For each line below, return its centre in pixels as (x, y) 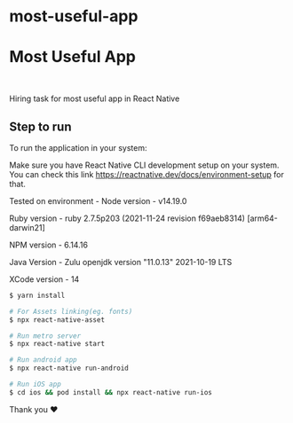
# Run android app (43, 360)
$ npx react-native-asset (57, 320)
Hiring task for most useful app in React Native (95, 98)
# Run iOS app (36, 384)
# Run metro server (45, 336)
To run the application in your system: (78, 147)
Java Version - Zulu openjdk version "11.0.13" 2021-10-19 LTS (121, 262)
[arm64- (262, 218)
